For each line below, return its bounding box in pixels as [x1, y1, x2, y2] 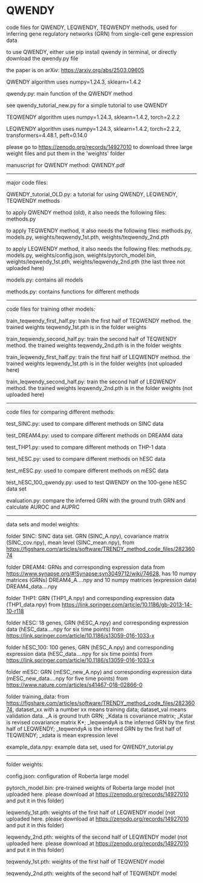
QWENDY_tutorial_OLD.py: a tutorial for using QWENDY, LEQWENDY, [6, 190, 178, 197]
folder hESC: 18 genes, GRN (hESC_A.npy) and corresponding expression [6, 619, 189, 626]
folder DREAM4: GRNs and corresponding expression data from [6, 563, 165, 570]
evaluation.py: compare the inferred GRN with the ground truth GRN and [6, 497, 186, 504]
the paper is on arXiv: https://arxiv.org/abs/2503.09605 [6, 66, 144, 73]
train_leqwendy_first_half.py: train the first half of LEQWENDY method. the [6, 353, 190, 360]
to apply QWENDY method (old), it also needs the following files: [6, 208, 167, 216]
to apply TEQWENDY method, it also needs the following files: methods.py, [6, 227, 193, 234]
